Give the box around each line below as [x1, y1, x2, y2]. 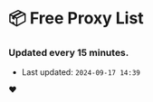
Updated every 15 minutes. [8, 47, 129, 60]
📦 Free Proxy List [8, 8, 144, 29]
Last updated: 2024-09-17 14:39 [21, 67, 141, 78]
